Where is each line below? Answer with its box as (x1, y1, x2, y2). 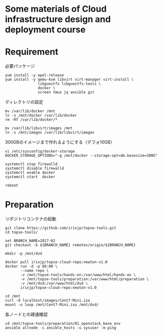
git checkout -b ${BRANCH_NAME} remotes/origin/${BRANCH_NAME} (5, 242, 136, 248)
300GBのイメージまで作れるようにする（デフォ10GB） (5, 139, 115, 145)
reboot (5, 183, 18, 188)
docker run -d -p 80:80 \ (5, 264, 57, 269)
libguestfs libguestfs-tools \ (37, 81, 101, 86)
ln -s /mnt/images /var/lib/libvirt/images (5, 130, 95, 135)
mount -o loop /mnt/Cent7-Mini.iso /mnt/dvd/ (5, 302, 99, 307)
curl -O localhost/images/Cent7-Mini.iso (5, 298, 90, 303)
